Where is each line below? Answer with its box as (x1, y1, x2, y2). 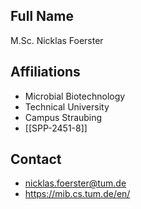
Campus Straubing (24, 111, 103, 123)
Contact (10, 151, 62, 168)
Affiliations (10, 64, 81, 81)
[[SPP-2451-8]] (24, 122, 88, 134)
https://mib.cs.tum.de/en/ (24, 188, 131, 200)
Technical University (24, 100, 110, 113)
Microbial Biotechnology (24, 90, 126, 102)
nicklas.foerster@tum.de (24, 177, 127, 189)
